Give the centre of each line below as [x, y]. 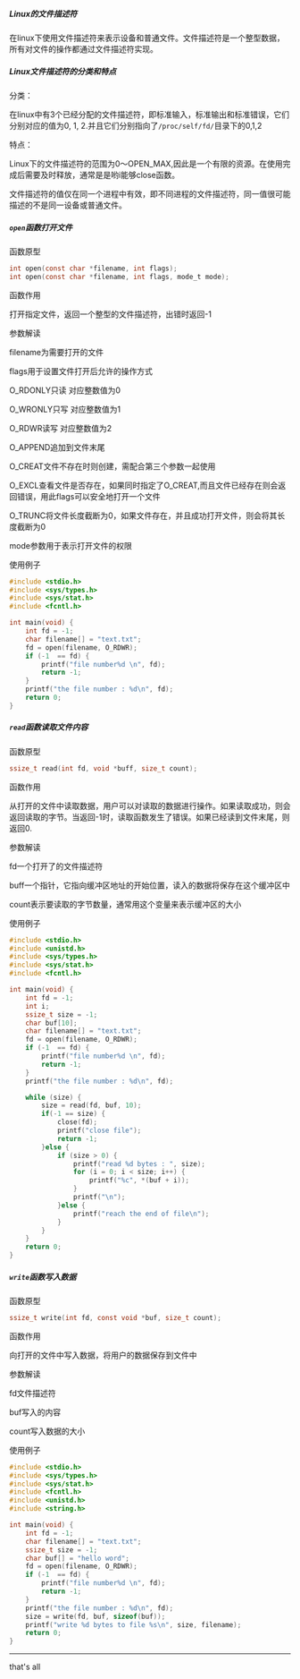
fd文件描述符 [33, 1393]
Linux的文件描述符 [43, 13]
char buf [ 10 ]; [51, 1023]
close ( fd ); [77, 1122]
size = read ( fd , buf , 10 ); [92, 1105]
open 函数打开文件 [41, 227]
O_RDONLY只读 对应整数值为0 [65, 390]
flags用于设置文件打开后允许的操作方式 [81, 371]
